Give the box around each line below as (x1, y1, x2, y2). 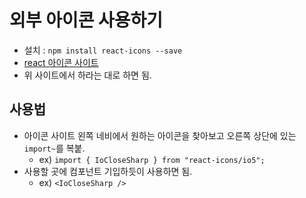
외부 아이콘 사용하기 (9, 9, 164, 32)
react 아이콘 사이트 (23, 56, 99, 68)
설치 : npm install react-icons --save (23, 44, 183, 56)
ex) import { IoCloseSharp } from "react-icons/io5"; (38, 153, 266, 165)
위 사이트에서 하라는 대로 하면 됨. (23, 69, 152, 81)
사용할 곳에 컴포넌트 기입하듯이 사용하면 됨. (23, 165, 193, 177)
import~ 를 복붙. (23, 142, 86, 154)
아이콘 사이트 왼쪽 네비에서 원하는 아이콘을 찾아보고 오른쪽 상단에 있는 (23, 129, 297, 141)
